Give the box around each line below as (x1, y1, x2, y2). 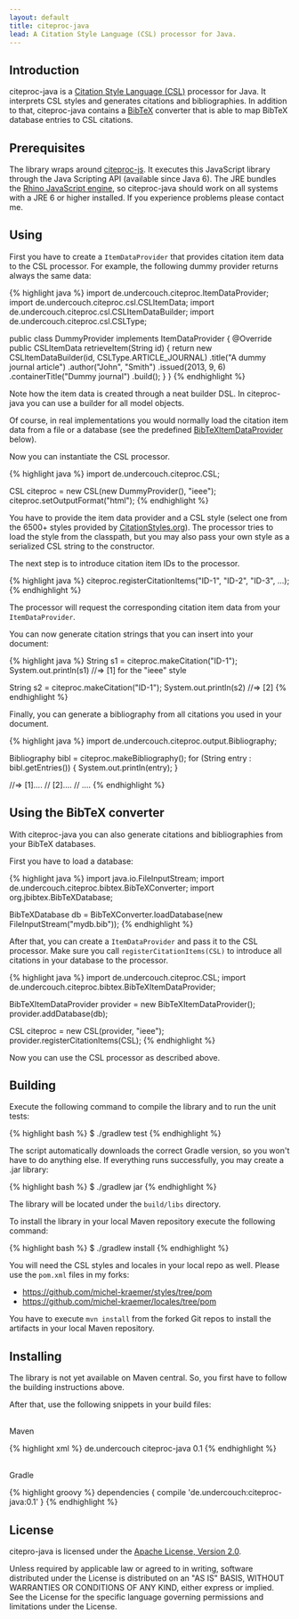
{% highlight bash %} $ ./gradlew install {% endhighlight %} (9, 1243, 230, 1254)
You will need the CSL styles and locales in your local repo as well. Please (9, 1260, 280, 1271)
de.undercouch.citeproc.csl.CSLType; (9, 315, 148, 326)
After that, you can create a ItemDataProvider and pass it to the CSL (9, 936, 258, 947)
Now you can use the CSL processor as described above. (9, 1052, 221, 1062)
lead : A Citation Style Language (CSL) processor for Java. (9, 29, 238, 38)
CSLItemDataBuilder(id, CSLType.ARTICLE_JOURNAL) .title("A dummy (9, 352, 267, 362)
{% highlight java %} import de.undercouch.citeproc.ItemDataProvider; (9, 287, 270, 298)
